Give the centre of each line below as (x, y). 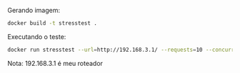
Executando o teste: (37, 36)
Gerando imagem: (34, 10)
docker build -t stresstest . (52, 23)
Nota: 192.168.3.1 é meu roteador (55, 63)
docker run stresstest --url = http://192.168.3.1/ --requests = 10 (105, 50)
